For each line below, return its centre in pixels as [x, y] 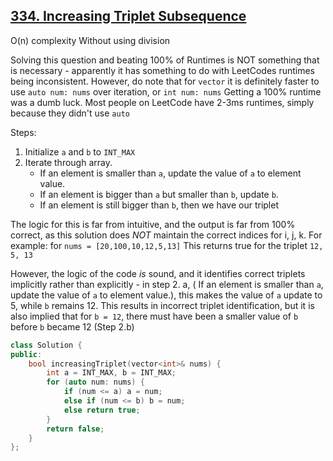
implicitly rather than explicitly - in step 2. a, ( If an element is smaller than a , [167, 284]
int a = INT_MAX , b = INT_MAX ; [111, 373]
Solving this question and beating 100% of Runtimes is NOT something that [165, 60]
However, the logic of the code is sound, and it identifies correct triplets [158, 273]
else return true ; [102, 410]
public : [26, 354]
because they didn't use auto [70, 113]
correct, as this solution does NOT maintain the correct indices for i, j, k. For [166, 235]
